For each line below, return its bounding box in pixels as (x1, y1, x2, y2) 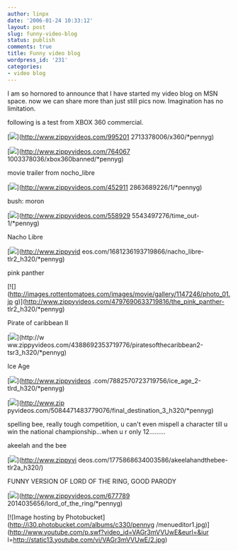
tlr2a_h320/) (7, 463, 44, 472)
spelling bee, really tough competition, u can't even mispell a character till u (7, 419, 228, 428)
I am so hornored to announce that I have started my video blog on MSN (7, 89, 218, 98)
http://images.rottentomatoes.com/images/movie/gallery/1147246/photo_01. (9, 290, 231, 298)
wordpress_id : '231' (7, 57, 69, 64)
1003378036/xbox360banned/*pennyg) (7, 154, 124, 163)
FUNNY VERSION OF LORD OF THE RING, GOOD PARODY (7, 477, 177, 485)
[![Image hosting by (7, 513, 64, 521)
